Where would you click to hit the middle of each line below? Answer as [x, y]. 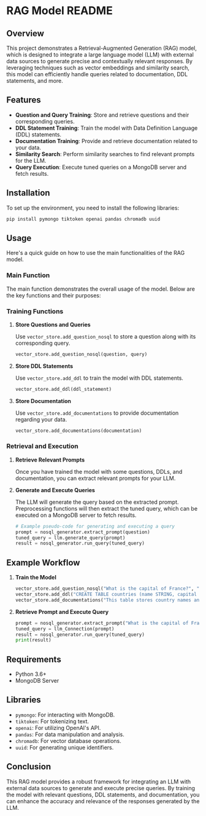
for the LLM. [31, 160]
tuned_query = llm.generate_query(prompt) [70, 538]
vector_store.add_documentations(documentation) [78, 431]
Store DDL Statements [44, 366]
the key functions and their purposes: [54, 295]
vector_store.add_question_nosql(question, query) [81, 354]
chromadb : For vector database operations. [68, 740]
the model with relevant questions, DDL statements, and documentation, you [103, 794]
